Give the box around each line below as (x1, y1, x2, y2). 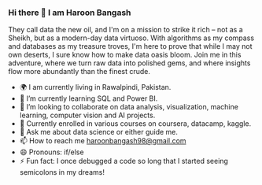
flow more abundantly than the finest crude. (8, 67, 151, 76)
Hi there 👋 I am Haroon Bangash (8, 7, 131, 18)
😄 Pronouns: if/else (19, 147, 84, 157)
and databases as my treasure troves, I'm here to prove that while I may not (8, 42, 253, 51)
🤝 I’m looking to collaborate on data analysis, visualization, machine (19, 102, 238, 112)
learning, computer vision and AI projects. (19, 110, 156, 120)
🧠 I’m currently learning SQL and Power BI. (19, 94, 158, 103)
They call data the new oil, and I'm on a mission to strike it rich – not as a (8, 25, 244, 35)
